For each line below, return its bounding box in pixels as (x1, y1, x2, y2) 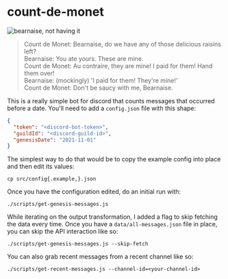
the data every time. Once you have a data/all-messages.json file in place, (7, 220, 218, 228)
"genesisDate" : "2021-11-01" (13, 136, 97, 144)
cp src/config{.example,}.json (7, 176, 97, 183)
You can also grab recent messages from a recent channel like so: (7, 252, 194, 261)
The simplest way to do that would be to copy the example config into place (7, 155, 221, 163)
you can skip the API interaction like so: (7, 227, 118, 236)
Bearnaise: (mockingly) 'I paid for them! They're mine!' (23, 76, 178, 84)
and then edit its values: (7, 162, 75, 171)
